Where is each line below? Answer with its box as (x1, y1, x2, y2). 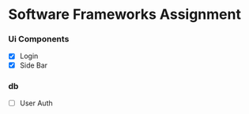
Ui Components (8, 34, 70, 45)
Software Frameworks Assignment (8, 6, 241, 24)
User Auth (19, 98, 53, 108)
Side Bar (19, 61, 48, 70)
